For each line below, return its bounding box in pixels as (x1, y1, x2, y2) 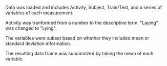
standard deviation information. (5, 40, 72, 47)
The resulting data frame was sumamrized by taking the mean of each (5, 51, 154, 56)
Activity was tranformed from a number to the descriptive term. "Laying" (5, 20, 159, 26)
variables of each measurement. (5, 10, 74, 16)
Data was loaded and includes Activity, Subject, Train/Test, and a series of (5, 5, 162, 10)
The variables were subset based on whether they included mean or (5, 35, 150, 41)
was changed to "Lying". (5, 25, 57, 31)
